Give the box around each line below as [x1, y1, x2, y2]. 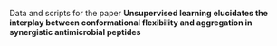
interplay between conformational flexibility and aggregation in [9, 17, 253, 28]
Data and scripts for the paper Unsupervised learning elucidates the [9, 8, 269, 18]
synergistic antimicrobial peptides [9, 27, 141, 37]
